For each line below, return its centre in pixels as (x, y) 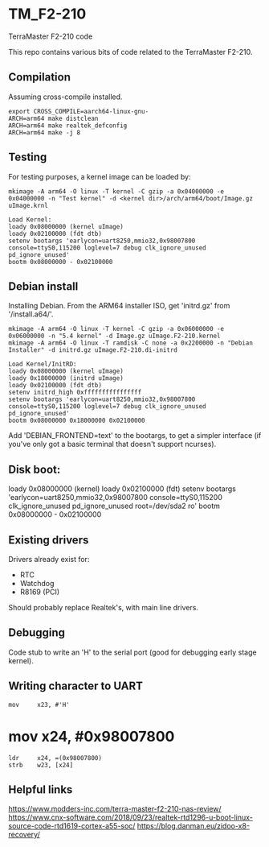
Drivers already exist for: (49, 559)
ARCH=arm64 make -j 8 (45, 132)
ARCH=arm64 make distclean (53, 118)
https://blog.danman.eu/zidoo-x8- (194, 826)
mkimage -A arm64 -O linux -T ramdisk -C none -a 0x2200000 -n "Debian (130, 343)
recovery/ (24, 835)
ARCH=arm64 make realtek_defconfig (68, 126)
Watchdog (37, 583)
